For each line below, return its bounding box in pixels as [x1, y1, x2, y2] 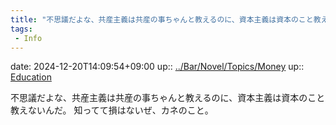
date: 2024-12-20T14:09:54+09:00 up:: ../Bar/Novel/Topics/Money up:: [10, 61, 305, 73]
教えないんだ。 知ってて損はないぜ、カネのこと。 [10, 104, 214, 116]
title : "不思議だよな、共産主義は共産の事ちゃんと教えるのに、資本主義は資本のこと [10, 14, 314, 25]
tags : [10, 24, 33, 34]
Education [10, 71, 52, 83]
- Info [14, 33, 43, 43]
